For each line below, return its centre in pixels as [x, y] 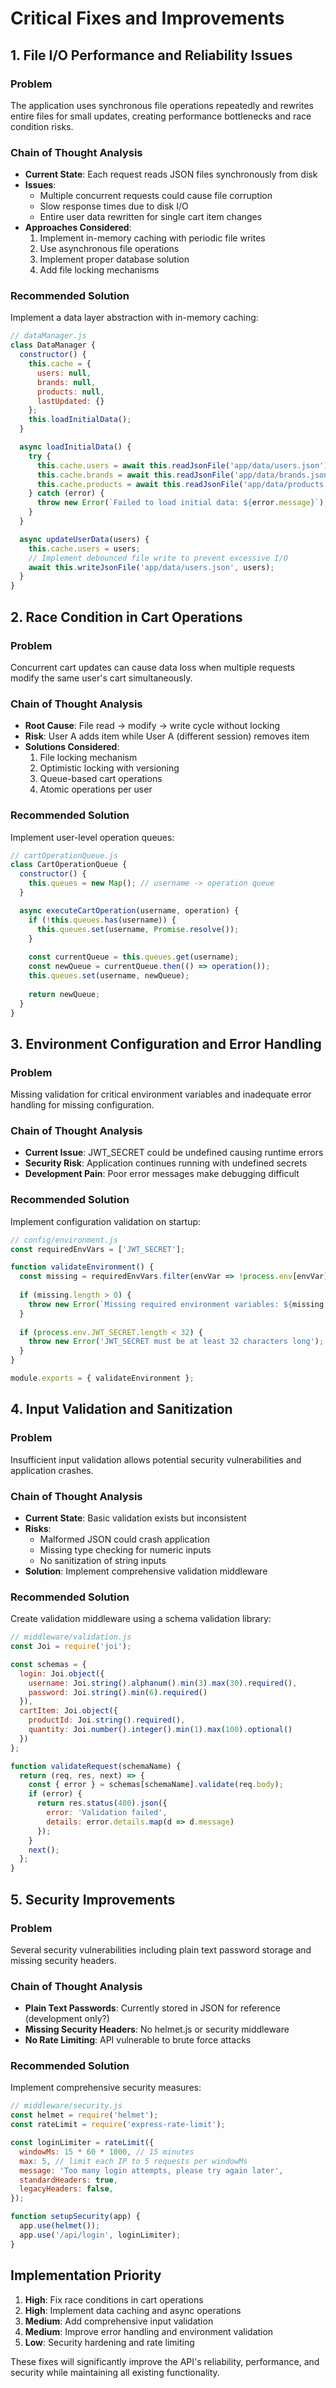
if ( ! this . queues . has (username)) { [102, 920]
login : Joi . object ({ [62, 1673]
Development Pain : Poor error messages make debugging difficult [162, 1174]
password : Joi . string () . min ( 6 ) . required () [118, 1692]
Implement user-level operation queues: [92, 837]
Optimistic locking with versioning [109, 768]
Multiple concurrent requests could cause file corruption [156, 196]
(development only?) [67, 2019]
